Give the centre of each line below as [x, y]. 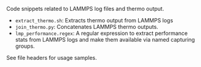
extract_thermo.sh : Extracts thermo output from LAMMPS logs [94, 20]
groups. [25, 46]
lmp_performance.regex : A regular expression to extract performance [101, 33]
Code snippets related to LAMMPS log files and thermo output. [85, 9]
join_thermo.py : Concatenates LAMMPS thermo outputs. [87, 27]
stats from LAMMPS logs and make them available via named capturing [105, 40]
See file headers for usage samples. [52, 58]
